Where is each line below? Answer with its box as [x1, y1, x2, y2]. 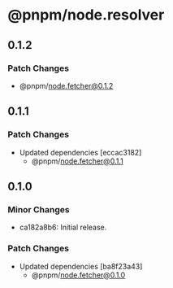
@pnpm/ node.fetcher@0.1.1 [31, 156, 123, 166]
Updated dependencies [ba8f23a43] [19, 261, 143, 271]
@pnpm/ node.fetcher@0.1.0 [31, 270, 126, 280]
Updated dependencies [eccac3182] [19, 147, 142, 157]
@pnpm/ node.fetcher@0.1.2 [19, 81, 114, 90]
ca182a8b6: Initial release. [19, 222, 107, 233]
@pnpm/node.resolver [7, 6, 165, 24]
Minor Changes [7, 203, 70, 215]
